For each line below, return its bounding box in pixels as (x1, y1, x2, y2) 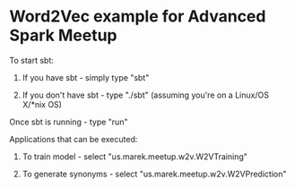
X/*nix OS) (22, 98, 63, 109)
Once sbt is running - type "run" (9, 116, 128, 127)
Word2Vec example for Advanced (9, 6, 266, 27)
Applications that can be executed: (9, 133, 138, 144)
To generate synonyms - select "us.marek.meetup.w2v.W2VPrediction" (22, 168, 287, 179)
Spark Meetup (9, 25, 118, 46)
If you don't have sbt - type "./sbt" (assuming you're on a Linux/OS (22, 90, 269, 100)
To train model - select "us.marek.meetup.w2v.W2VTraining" (22, 150, 248, 162)
